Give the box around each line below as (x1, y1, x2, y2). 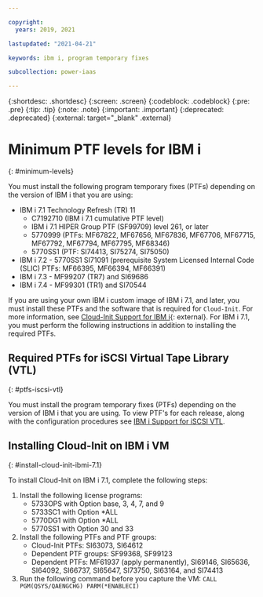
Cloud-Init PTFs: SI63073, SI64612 (31, 541, 144, 550)
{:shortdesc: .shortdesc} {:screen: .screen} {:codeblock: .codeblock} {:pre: (8, 96, 250, 106)
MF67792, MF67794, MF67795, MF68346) (31, 238, 170, 248)
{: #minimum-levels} (8, 166, 75, 177)
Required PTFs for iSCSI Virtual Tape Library (8, 351, 229, 365)
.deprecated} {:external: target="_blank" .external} (8, 113, 172, 122)
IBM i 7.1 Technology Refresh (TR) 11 (19, 206, 136, 215)
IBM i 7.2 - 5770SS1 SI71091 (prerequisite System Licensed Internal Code (19, 256, 255, 265)
